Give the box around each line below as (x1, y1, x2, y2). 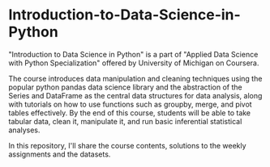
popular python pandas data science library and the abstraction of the (8, 82, 242, 92)
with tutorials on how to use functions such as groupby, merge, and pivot (8, 99, 253, 109)
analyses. (8, 125, 41, 135)
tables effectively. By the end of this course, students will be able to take (8, 107, 251, 118)
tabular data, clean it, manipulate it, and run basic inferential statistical (8, 116, 242, 126)
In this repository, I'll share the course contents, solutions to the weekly (8, 140, 246, 150)
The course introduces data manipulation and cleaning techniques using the (8, 73, 263, 83)
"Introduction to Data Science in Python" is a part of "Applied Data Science (8, 49, 259, 59)
